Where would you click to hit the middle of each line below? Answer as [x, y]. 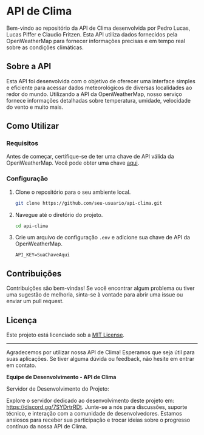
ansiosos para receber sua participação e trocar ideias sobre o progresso [98, 420]
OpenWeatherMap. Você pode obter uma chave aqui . [73, 163]
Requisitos [22, 143]
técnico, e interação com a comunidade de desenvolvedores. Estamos [94, 414]
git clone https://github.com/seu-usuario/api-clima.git [89, 203]
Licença [22, 320]
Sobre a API [29, 67]
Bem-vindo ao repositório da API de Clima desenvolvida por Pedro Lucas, [98, 28]
